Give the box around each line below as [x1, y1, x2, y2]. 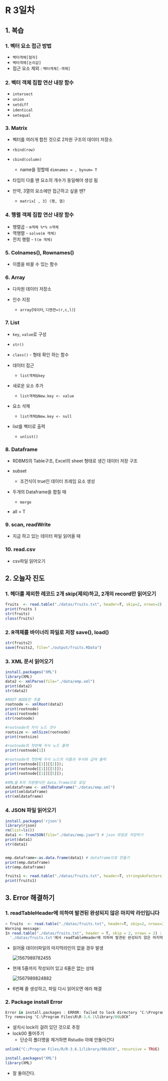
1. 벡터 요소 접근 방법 [5, 42, 51, 49]
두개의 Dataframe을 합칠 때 [12, 489, 66, 495]
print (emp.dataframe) [5, 860, 50, 865]
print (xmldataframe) [5, 789, 48, 794]
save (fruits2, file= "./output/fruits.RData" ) [5, 645, 101, 650]
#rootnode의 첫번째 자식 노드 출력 [5, 743, 69, 748]
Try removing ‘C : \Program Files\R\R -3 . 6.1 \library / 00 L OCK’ [5, 1014, 131, 1020]
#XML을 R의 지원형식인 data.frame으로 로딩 [5, 780, 86, 785]
